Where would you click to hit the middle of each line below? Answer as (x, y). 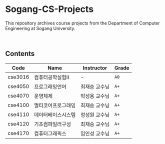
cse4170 (18, 133)
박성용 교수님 (95, 96)
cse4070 (18, 95)
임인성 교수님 (95, 133)
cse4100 (18, 105)
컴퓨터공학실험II (52, 77)
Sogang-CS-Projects (49, 9)
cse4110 (18, 114)
